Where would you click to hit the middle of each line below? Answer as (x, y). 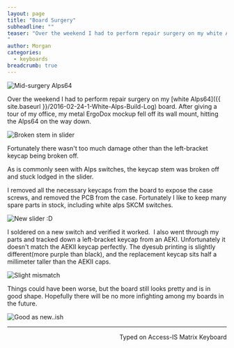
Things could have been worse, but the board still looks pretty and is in (109, 288)
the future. (22, 303)
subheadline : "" (31, 27)
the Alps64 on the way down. (49, 121)
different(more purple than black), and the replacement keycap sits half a (112, 254)
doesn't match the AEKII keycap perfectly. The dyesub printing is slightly (111, 247)
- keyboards (31, 59)
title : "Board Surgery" (42, 20)
